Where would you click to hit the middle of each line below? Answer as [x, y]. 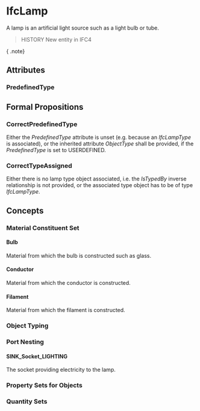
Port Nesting [25, 342]
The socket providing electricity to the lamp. [61, 370]
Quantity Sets [27, 401]
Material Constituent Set [43, 228]
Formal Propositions [45, 107]
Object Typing [27, 326]
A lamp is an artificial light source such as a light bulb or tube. [83, 28]
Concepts [25, 210]
